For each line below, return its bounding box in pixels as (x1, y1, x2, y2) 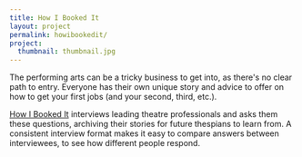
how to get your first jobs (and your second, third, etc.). (9, 92, 217, 103)
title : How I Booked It (9, 13, 100, 23)
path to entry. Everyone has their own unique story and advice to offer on (9, 82, 285, 93)
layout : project (9, 22, 71, 31)
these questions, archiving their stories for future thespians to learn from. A (9, 119, 292, 130)
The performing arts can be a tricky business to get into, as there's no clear (9, 72, 293, 83)
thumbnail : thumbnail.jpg (17, 47, 116, 56)
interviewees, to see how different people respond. (9, 138, 201, 149)
